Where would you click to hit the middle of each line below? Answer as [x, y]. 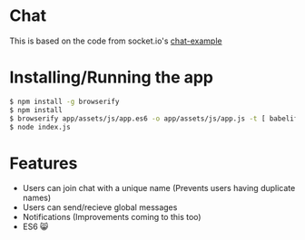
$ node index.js [40, 127]
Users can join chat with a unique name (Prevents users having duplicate [159, 188]
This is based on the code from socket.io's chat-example [116, 41]
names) [37, 198]
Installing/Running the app [112, 77]
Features [44, 163]
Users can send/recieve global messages [100, 207]
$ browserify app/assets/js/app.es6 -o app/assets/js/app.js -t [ [138, 119]
